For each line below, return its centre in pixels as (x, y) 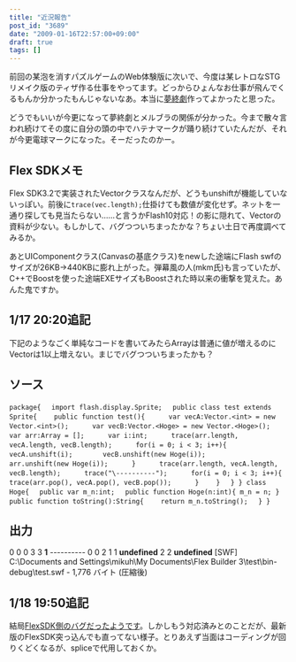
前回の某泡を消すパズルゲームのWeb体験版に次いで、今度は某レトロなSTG (145, 77)
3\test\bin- (258, 562)
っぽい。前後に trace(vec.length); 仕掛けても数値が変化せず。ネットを (144, 204)
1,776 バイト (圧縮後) (110, 573)
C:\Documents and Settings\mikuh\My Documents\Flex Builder (123, 562)
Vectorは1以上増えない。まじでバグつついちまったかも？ (112, 354)
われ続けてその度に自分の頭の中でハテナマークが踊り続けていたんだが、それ (148, 128)
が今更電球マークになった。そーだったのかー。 (94, 140)
